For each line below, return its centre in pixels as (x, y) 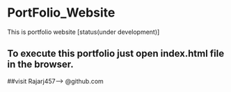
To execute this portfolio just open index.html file (116, 54)
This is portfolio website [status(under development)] (83, 32)
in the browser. (41, 65)
